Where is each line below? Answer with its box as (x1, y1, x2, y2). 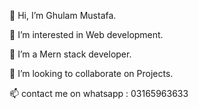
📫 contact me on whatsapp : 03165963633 (9, 88, 189, 99)
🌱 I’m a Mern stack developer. (9, 48, 132, 60)
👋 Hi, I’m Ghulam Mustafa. (9, 10, 117, 21)
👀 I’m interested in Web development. (9, 29, 164, 40)
